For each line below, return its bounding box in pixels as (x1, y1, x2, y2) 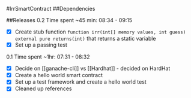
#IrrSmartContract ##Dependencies (6, 5, 95, 12)
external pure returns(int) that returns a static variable (14, 35, 156, 42)
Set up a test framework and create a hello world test (14, 78, 147, 85)
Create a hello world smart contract (14, 72, 103, 79)
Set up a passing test (14, 41, 68, 48)
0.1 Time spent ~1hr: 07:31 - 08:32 (6, 53, 90, 60)
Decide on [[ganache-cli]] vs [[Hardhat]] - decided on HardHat (14, 65, 171, 72)
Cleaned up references (14, 85, 72, 92)
